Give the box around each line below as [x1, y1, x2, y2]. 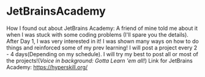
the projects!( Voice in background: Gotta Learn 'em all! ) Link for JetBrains [6, 57, 193, 64]
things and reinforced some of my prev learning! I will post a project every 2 [6, 44, 198, 51]
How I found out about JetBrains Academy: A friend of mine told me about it [6, 24, 198, 32]
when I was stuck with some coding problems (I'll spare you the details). [6, 31, 188, 38]
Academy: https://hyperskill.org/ [6, 63, 88, 71]
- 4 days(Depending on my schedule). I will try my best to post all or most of [6, 50, 199, 57]
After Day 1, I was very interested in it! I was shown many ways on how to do [6, 37, 199, 45]
